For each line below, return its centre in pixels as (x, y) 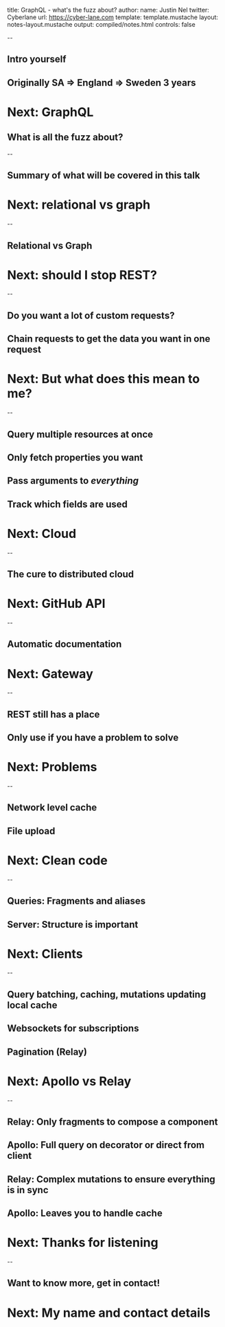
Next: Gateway (50, 673)
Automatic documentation (64, 644)
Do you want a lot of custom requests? (91, 315)
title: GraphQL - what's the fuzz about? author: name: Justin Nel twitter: (108, 10)
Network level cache (52, 808)
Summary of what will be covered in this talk (104, 175)
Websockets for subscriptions (73, 1029)
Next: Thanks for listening (83, 1243)
